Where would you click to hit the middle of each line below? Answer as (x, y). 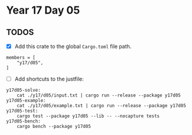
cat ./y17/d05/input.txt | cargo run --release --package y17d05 (99, 95)
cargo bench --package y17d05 (54, 127)
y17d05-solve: (24, 90)
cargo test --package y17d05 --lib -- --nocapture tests (88, 116)
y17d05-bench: (24, 121)
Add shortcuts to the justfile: (49, 79)
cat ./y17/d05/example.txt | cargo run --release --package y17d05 (101, 106)
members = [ (21, 58)
